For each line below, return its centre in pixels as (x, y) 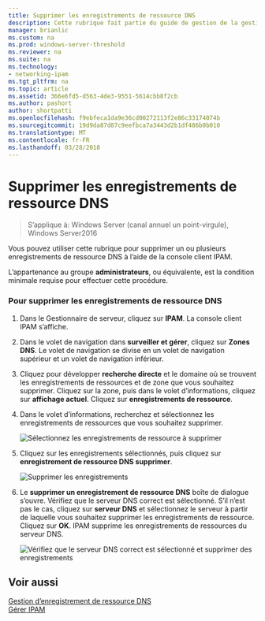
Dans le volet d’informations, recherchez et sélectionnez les (117, 414)
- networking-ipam (38, 74)
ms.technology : (33, 67)
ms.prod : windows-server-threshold (67, 45)
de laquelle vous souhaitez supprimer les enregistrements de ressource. (137, 517)
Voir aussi (33, 582)
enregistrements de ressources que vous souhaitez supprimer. (121, 422)
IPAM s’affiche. (44, 326)
